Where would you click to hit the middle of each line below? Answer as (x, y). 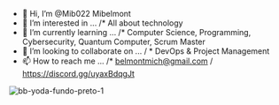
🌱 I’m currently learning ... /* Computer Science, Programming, (136, 32)
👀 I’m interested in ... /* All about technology (102, 23)
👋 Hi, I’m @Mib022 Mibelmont (76, 14)
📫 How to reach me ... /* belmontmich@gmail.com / (117, 61)
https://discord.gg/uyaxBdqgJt (78, 74)
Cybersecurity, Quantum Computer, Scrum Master (114, 41)
